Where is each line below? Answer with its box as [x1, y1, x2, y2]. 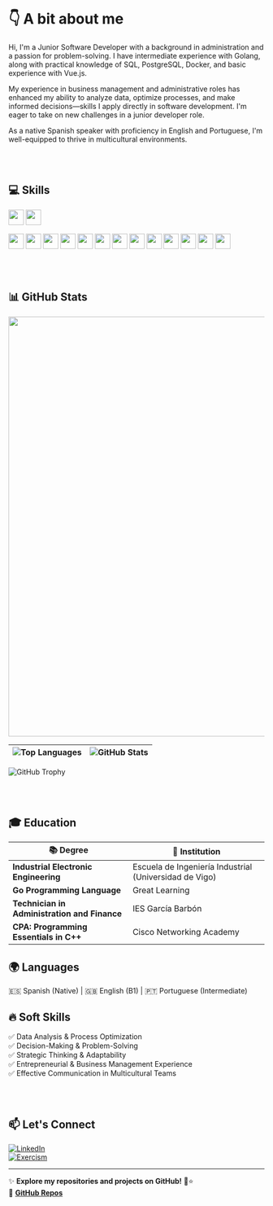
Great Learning [132, 884, 190, 896]
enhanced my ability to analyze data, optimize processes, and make [8, 92, 236, 102]
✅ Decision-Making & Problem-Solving [8, 1041, 138, 1050]
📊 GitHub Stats [8, 290, 88, 305]
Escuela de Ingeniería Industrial [132, 862, 253, 873]
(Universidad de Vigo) [132, 871, 217, 883]
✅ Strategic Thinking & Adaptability [8, 1050, 127, 1059]
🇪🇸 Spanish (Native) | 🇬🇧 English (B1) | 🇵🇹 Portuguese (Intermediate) [8, 986, 248, 996]
